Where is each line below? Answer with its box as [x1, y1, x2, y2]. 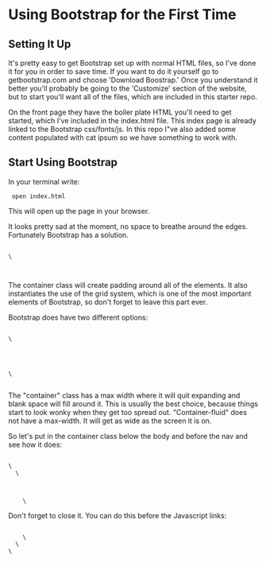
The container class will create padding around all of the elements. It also [8, 280, 248, 289]
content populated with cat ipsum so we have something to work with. [8, 133, 238, 142]
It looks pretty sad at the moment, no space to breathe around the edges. [8, 221, 249, 231]
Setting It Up [8, 37, 71, 51]
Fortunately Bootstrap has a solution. [8, 230, 129, 239]
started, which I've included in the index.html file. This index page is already [8, 116, 256, 125]
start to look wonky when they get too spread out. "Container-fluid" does [8, 407, 248, 417]
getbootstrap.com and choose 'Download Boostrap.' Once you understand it [8, 76, 258, 84]
